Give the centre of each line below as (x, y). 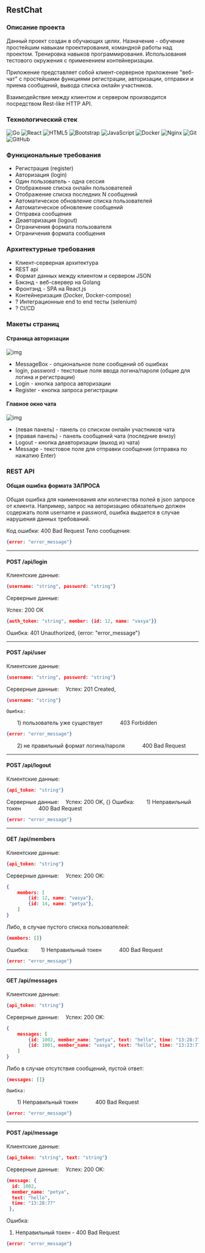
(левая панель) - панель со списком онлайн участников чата (95, 429)
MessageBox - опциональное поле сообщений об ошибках (92, 364)
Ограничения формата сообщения (60, 233)
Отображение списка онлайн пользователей (74, 188)
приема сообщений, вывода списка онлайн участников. (80, 85)
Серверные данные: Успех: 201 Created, (61, 689)
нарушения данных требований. (48, 519)
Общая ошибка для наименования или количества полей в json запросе (101, 500)
